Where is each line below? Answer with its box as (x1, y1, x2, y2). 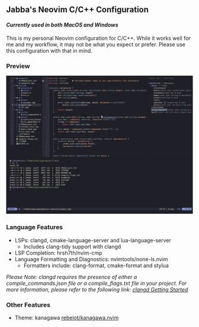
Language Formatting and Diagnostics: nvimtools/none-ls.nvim (14, 255, 168, 262)
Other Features (6, 300, 50, 309)
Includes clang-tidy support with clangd (23, 243, 121, 250)
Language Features (6, 223, 63, 232)
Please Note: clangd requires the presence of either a (6, 273, 137, 280)
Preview (6, 62, 30, 70)
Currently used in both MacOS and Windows (6, 21, 118, 28)
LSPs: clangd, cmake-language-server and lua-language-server (14, 236, 172, 243)
